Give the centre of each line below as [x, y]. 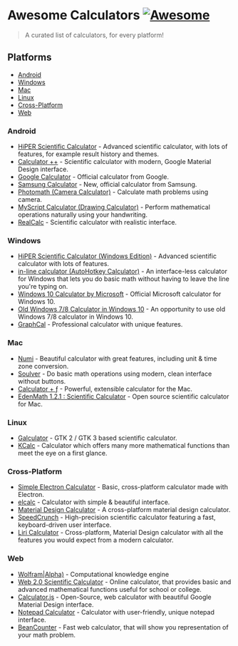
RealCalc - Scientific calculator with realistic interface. [97, 222]
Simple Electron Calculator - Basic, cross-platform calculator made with [123, 487]
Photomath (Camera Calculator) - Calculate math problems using [113, 192]
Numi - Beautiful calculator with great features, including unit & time [117, 358]
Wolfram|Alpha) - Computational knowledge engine [93, 574]
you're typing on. [43, 287]
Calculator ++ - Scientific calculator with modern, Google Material [114, 162]
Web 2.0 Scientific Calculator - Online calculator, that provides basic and [124, 582]
